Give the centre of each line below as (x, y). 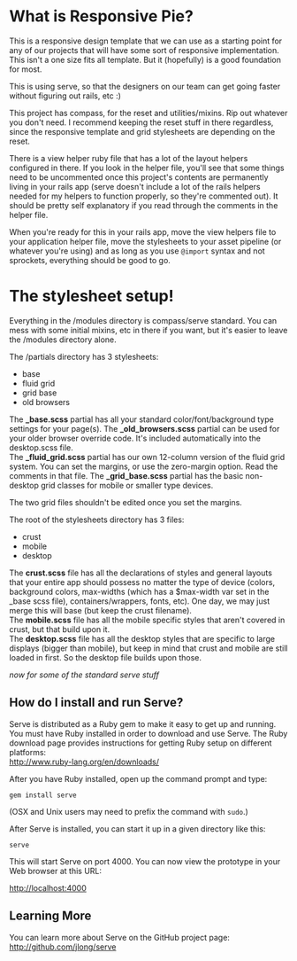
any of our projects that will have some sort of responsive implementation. (145, 50)
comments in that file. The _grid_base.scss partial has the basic (126, 475)
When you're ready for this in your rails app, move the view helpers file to (143, 231)
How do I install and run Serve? (96, 703)
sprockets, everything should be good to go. (90, 260)
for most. (26, 69)
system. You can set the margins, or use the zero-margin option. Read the (144, 466)
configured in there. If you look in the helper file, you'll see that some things (147, 168)
